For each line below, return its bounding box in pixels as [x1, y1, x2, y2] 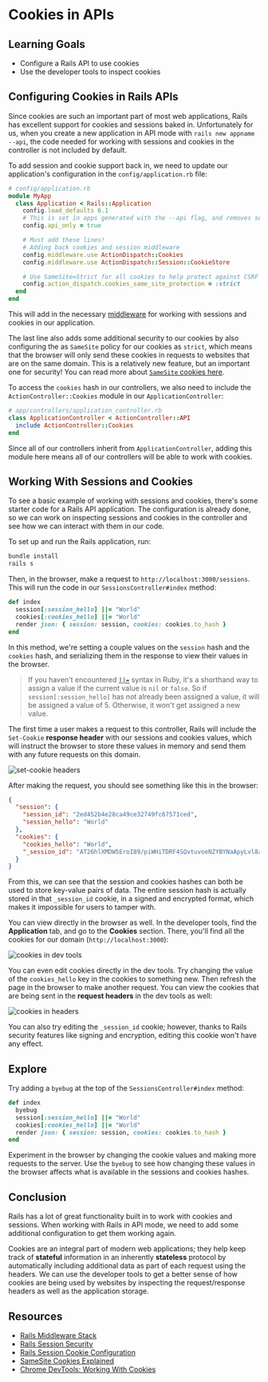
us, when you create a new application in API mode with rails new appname [8, 128, 255, 137]
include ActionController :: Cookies [15, 421, 134, 429]
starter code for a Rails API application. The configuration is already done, [8, 504, 251, 514]
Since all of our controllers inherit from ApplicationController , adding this [8, 443, 253, 452]
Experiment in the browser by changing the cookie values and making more [8, 1151, 257, 1160]
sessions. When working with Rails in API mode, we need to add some [8, 1220, 239, 1230]
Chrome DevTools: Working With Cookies [19, 1364, 156, 1374]
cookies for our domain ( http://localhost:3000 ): [8, 935, 169, 945]
